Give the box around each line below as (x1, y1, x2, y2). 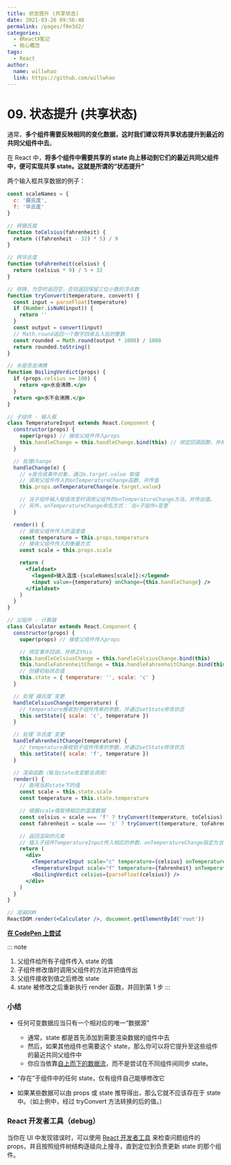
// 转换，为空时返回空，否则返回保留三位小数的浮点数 (7, 286, 140, 293)
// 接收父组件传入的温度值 (19, 527, 85, 535)
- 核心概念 (13, 42, 41, 49)
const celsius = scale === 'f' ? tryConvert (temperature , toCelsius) (19, 814, 223, 821)
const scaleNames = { (7, 190, 69, 197)
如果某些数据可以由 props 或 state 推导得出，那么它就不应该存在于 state (16, 1088, 221, 1097)
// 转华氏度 (7, 254, 38, 261)
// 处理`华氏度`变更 (13, 731, 65, 738)
